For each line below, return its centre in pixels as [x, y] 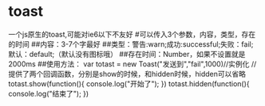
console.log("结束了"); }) [49, 93]
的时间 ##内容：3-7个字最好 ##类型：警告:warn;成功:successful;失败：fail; [131, 44]
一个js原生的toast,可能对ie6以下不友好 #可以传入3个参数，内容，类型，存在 [132, 34]
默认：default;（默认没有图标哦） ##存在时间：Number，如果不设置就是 [127, 54]
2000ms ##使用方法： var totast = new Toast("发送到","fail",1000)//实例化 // [132, 64]
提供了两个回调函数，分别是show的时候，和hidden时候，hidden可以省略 [127, 74]
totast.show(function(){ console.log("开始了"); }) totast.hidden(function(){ [129, 83]
